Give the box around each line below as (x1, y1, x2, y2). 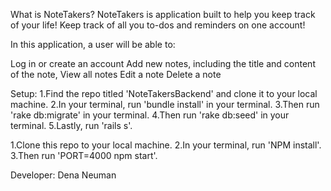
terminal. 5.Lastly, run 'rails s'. (10, 120, 133, 131)
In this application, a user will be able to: (10, 39, 176, 50)
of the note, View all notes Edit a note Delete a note (10, 69, 222, 80)
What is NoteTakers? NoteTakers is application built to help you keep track (10, 9, 316, 20)
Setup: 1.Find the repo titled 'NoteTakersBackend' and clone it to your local (10, 88, 318, 99)
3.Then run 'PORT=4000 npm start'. (10, 150, 158, 161)
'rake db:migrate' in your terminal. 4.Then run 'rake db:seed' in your (10, 109, 290, 121)
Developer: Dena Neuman (10, 169, 117, 181)
